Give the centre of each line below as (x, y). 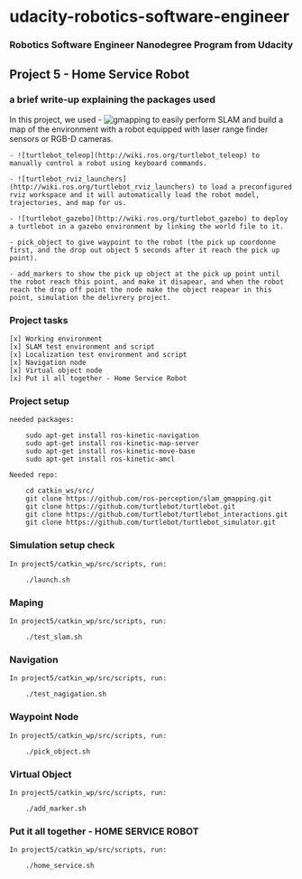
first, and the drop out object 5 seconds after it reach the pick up (145, 250)
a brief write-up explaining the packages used (113, 99)
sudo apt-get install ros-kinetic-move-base (110, 452)
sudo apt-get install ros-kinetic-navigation (113, 435)
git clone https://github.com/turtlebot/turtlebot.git (131, 507)
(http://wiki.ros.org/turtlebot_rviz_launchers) (102, 187)
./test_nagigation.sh (66, 694)
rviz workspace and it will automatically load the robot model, (134, 195)
